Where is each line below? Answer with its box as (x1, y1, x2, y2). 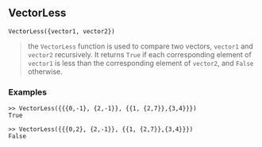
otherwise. (27, 67, 64, 76)
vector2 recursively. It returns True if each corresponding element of (27, 49, 252, 59)
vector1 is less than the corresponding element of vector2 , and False (27, 58, 254, 68)
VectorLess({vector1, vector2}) (8, 27, 115, 35)
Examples (8, 87, 48, 98)
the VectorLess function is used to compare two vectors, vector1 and (27, 41, 254, 51)
